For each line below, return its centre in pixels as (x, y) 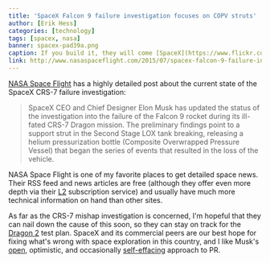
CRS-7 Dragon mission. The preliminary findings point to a (143, 125)
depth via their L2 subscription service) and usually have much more (122, 191)
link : (17, 61)
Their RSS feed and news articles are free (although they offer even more (130, 183)
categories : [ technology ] (51, 31)
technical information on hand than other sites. (86, 200)
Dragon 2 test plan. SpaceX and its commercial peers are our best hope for (133, 232)
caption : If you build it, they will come (80, 53)
